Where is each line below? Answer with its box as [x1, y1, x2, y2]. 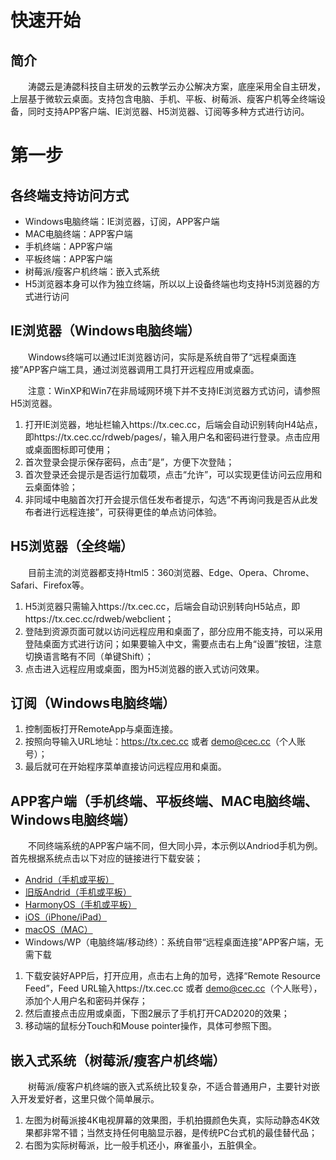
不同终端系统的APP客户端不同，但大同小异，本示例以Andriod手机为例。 [28, 840, 323, 852]
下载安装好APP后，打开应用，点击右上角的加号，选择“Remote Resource [24, 970, 321, 982]
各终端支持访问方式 [10, 187, 129, 204]
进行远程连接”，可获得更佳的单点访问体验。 [42, 506, 222, 518]
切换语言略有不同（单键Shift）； [24, 650, 154, 662]
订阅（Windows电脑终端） [10, 695, 176, 712]
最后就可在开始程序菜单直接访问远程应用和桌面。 [24, 761, 227, 773]
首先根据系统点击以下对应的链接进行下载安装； [10, 852, 203, 865]
